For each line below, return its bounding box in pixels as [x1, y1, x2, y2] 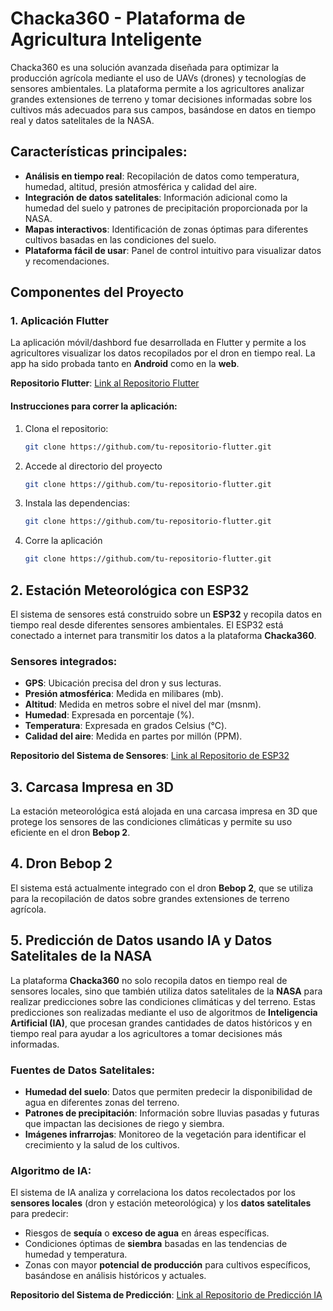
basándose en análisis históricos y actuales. [24, 1270, 207, 1282]
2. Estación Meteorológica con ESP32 [10, 582, 250, 599]
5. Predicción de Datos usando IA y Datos [10, 932, 273, 949]
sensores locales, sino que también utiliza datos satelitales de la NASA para [10, 985, 323, 997]
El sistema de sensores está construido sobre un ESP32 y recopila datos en [10, 608, 322, 620]
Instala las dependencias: [24, 497, 130, 509]
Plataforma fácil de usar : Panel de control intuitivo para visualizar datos [24, 244, 322, 256]
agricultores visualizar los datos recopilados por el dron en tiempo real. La [10, 347, 316, 359]
